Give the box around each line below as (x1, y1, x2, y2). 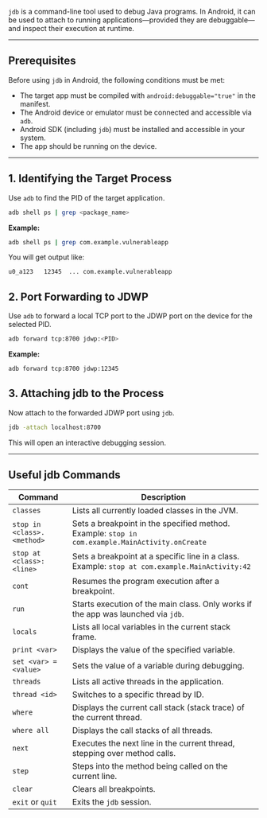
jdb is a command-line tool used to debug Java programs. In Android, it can (8, 7, 256, 16)
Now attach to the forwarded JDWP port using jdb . (8, 407, 175, 417)
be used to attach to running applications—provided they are (8, 15, 207, 25)
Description (141, 492, 187, 503)
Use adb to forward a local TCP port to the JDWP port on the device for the (8, 311, 253, 321)
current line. (72, 771, 118, 782)
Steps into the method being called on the (72, 761, 228, 772)
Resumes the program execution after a (72, 576, 220, 587)
